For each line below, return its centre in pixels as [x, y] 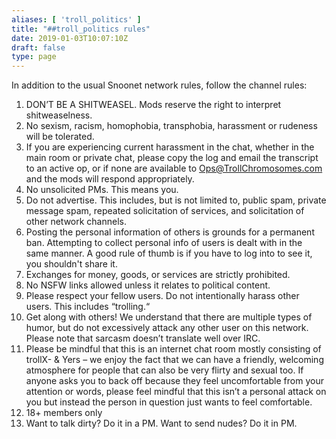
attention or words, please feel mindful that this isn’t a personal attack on [176, 392]
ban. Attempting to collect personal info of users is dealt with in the [164, 243]
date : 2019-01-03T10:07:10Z [70, 38]
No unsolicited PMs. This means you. [102, 190]
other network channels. [76, 222]
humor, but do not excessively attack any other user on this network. [167, 328]
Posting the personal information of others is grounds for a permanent [170, 232]
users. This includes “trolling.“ [88, 307]
